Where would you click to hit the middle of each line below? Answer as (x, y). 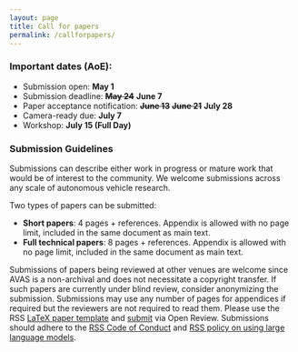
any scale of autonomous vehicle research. (90, 187)
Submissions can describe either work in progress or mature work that (141, 168)
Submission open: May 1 (69, 86)
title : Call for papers (55, 26)
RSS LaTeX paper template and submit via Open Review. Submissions (139, 317)
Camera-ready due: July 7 (72, 116)
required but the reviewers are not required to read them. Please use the (144, 308)
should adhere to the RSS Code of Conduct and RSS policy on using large (147, 327)
